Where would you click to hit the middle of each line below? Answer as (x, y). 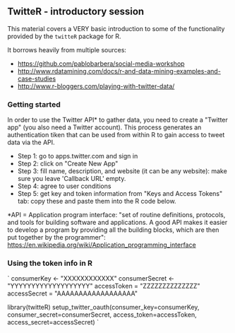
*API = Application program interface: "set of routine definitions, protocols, (116, 215)
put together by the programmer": (56, 238)
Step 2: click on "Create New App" (68, 164)
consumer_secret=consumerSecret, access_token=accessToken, (102, 315)
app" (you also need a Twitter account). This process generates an (104, 127)
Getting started (34, 104)
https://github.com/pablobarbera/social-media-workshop (101, 64)
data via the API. (31, 142)
